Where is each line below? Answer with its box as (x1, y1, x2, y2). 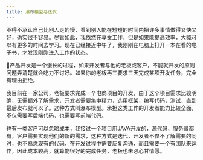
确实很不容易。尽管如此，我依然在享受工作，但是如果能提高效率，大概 (16, 34, 192, 41)
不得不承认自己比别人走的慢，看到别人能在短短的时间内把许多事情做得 (6, 26, 181, 33)
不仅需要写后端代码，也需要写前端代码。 (6, 112, 107, 119)
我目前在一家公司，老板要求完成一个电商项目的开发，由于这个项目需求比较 (6, 89, 192, 96)
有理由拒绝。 (6, 76, 38, 84)
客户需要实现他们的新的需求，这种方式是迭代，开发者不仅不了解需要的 (16, 132, 192, 139)
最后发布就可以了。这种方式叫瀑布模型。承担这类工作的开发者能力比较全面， (6, 104, 197, 111)
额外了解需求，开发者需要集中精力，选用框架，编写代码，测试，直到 (27, 97, 197, 104)
